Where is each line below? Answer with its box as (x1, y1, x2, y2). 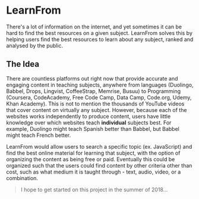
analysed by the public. (6, 42, 64, 49)
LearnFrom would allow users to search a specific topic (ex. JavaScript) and (6, 143, 192, 150)
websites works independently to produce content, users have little (6, 113, 171, 120)
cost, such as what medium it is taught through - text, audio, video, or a (6, 168, 181, 175)
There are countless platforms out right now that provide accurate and (6, 75, 178, 82)
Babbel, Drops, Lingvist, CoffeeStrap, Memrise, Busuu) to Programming (6, 87, 181, 95)
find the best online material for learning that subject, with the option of (6, 149, 181, 156)
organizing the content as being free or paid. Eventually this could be (6, 155, 175, 163)
